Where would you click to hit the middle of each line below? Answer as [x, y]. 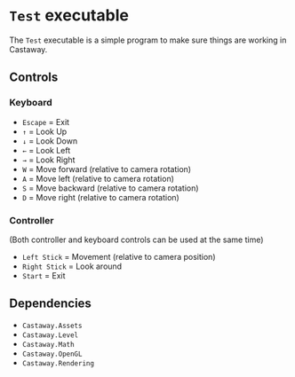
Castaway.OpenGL [52, 354]
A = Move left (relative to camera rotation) [98, 178]
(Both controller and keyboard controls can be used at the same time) [136, 240]
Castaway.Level [50, 335]
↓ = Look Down [50, 141]
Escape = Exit [45, 122]
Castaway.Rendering [58, 363]
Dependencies [50, 304]
